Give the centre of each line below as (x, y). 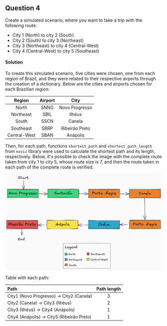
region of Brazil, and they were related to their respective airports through (81, 79)
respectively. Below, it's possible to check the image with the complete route (83, 157)
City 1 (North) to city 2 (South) (43, 35)
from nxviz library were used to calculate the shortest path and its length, (80, 152)
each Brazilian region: (27, 89)
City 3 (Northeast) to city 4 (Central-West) (55, 45)
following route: (21, 25)
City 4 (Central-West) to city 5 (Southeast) (56, 51)
